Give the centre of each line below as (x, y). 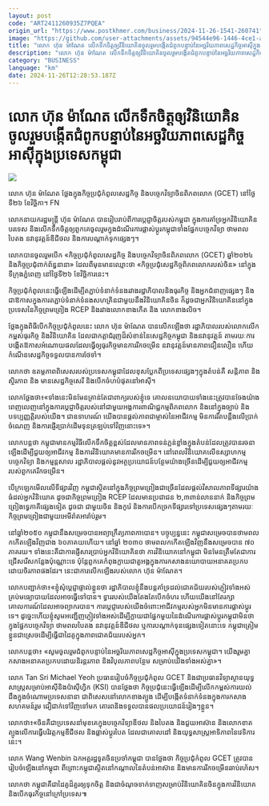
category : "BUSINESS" (44, 61)
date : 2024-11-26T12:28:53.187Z (62, 75)
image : (19, 38)
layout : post (30, 16)
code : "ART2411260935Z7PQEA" (57, 23)
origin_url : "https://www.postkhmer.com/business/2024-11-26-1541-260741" (136, 30)
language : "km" (34, 68)
